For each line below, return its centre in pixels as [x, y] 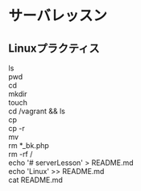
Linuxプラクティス [54, 48]
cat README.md [35, 180]
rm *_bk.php [29, 145]
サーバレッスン [58, 16]
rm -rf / [21, 154]
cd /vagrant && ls [37, 111]
